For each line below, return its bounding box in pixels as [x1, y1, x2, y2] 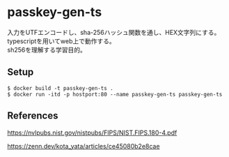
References [7, 110, 58, 122]
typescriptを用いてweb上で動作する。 [7, 36, 116, 45]
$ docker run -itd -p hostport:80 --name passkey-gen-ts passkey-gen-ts [7, 91, 223, 98]
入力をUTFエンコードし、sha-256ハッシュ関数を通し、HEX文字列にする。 [7, 28, 221, 36]
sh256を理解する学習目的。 [7, 45, 87, 54]
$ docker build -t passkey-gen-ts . [7, 84, 113, 91]
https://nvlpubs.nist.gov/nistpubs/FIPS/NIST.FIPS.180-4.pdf [7, 128, 177, 137]
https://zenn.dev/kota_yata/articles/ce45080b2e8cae [7, 142, 160, 150]
